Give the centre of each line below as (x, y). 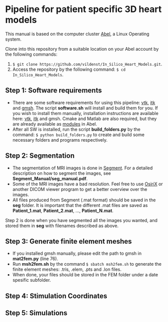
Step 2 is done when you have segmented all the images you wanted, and (81, 220)
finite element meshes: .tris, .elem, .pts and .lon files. (67, 269)
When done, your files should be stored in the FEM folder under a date (85, 275)
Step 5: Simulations (36, 313)
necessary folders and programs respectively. (60, 140)
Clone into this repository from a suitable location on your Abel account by (82, 49)
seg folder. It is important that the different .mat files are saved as (80, 205)
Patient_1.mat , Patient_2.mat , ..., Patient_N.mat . (63, 210)
